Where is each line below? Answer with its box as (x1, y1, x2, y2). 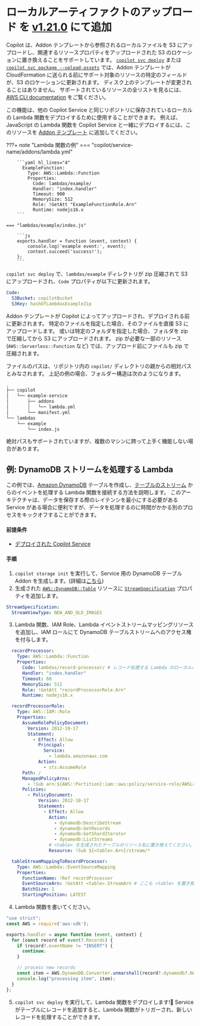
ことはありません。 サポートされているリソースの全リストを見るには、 (11, 86, 185, 93)
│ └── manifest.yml (6, 409, 70, 415)
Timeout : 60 (21, 676, 52, 682)
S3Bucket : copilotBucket (11, 295, 73, 301)
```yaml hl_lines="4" (17, 160, 70, 166)
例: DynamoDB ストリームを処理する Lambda (6, 464, 174, 474)
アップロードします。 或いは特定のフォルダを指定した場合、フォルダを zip (6, 327, 189, 335)
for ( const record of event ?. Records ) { (11, 937, 113, 943)
